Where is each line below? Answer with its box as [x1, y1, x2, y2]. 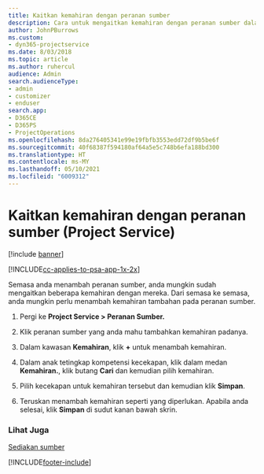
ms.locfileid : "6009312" [8, 172, 90, 181]
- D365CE [8, 114, 37, 122]
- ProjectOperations [8, 128, 76, 136]
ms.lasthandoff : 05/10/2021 [8, 165, 101, 173]
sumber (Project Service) [8, 224, 175, 241]
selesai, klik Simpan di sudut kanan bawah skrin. [19, 405, 178, 414]
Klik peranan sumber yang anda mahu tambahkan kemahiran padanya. [19, 327, 249, 336]
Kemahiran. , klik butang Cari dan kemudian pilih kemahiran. [19, 365, 214, 375]
